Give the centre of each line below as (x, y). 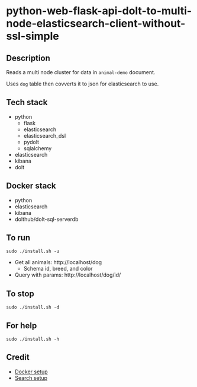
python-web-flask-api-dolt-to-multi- (99, 11)
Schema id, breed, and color (58, 269)
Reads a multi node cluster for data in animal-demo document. (81, 72)
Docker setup (31, 372)
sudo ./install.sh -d (33, 307)
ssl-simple (33, 36)
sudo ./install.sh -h (33, 340)
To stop (20, 294)
